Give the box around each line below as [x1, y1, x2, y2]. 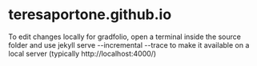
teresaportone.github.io [8, 6, 172, 24]
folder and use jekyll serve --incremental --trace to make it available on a [8, 40, 250, 49]
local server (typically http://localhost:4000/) [8, 49, 157, 58]
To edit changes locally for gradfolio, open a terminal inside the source [8, 32, 242, 41]
